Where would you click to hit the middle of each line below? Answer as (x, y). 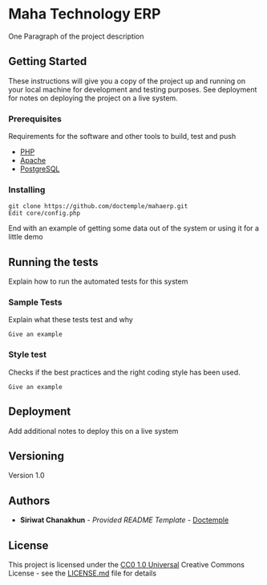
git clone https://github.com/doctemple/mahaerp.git (98, 207)
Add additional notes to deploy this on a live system (93, 431)
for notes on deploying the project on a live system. (93, 98)
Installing (27, 190)
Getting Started (48, 61)
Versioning (36, 456)
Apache (33, 161)
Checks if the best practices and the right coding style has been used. (124, 372)
